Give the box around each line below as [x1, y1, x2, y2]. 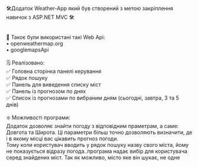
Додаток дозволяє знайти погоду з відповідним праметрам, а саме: [6, 123, 179, 129]
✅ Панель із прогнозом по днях [6, 88, 86, 95]
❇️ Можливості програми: [6, 114, 71, 121]
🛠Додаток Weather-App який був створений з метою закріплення [6, 5, 173, 12]
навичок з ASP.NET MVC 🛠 [6, 14, 74, 21]
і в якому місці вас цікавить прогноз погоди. [6, 135, 119, 142]
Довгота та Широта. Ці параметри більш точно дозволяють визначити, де [6, 129, 193, 136]
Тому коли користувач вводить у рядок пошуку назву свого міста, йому [6, 142, 189, 148]
